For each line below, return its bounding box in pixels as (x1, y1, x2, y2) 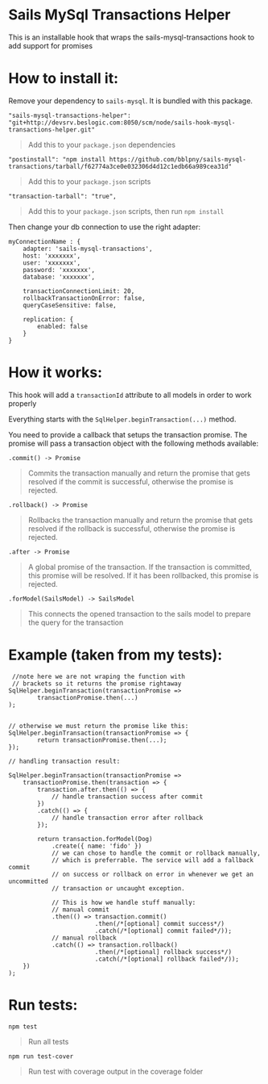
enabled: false (37, 322, 89, 330)
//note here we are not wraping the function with (11, 672, 185, 680)
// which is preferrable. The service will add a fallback (51, 856, 254, 864)
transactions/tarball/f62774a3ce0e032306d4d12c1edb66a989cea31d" (8, 162, 232, 170)
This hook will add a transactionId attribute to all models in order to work (8, 390, 252, 400)
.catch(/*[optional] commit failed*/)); (94, 927, 232, 935)
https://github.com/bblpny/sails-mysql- (109, 155, 247, 163)
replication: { (23, 315, 74, 324)
